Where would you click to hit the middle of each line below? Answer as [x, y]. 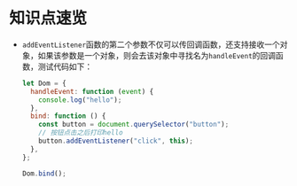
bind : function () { [68, 116]
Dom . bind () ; [44, 174]
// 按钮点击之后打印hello [81, 133]
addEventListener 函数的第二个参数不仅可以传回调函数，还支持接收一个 [151, 44]
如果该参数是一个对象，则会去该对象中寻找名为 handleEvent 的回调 [157, 55]
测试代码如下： [65, 66]
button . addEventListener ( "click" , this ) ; [116, 141]
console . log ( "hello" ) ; [80, 100]
